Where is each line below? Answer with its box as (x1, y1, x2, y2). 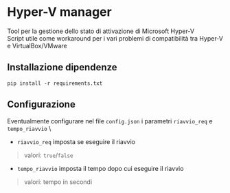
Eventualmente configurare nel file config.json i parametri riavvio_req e (7, 116, 213, 125)
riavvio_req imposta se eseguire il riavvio (16, 137, 136, 145)
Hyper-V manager (7, 4, 112, 20)
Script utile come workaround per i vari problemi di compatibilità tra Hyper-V (7, 34, 223, 42)
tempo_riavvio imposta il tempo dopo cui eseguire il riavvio (16, 164, 184, 172)
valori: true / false (23, 151, 73, 159)
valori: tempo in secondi (23, 177, 93, 186)
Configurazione (7, 99, 76, 110)
